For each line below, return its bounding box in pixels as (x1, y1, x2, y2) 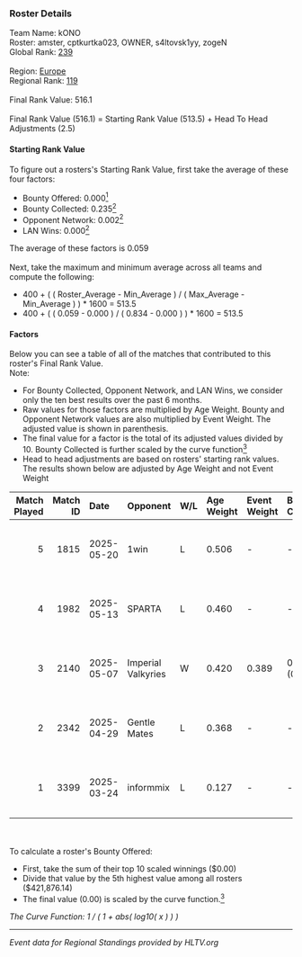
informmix (127, 781, 171, 793)
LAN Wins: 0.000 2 (22, 224, 90, 237)
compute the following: (9, 272, 94, 282)
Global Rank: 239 (9, 47, 74, 58)
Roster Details (9, 7, 73, 20)
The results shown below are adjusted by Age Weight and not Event (22, 462, 274, 474)
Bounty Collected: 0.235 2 (22, 201, 117, 214)
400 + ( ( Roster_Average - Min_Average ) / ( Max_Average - (22, 289, 245, 300)
